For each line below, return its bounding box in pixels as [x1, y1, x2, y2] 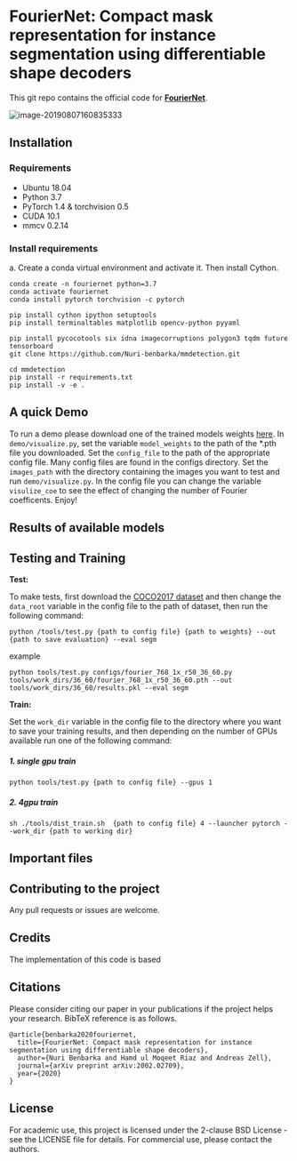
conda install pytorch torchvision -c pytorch [9, 295, 185, 304]
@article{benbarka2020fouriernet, [9, 1029, 138, 1039]
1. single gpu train [9, 756, 76, 766]
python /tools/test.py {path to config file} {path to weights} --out [9, 627, 277, 637]
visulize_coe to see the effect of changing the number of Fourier [9, 484, 248, 495]
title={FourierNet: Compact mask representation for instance [17, 1037, 253, 1046]
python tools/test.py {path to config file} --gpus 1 [9, 778, 213, 787]
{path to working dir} [48, 827, 133, 836]
